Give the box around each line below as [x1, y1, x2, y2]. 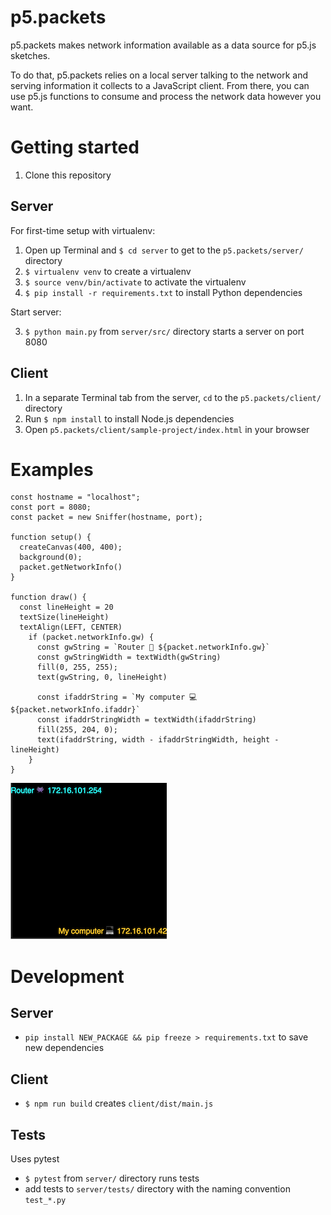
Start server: [10, 306, 62, 318]
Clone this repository [24, 169, 112, 181]
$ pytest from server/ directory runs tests [24, 1172, 200, 1185]
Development [10, 965, 125, 988]
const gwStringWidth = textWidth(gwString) [36, 652, 222, 663]
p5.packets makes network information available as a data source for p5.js [10, 39, 317, 51]
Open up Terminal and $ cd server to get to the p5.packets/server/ [24, 244, 304, 256]
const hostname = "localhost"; [10, 492, 141, 503]
